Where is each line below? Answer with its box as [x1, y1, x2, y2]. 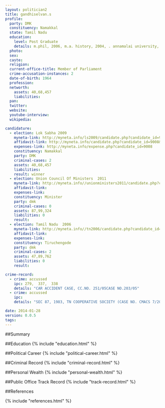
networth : [9, 85, 29, 90]
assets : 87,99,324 [14, 208, 52, 213]
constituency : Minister [14, 194, 63, 199]
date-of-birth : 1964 [9, 76, 52, 81]
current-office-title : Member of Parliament [9, 67, 102, 72]
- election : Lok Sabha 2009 [9, 130, 67, 135]
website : [9, 108, 27, 113]
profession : [9, 80, 34, 85]
